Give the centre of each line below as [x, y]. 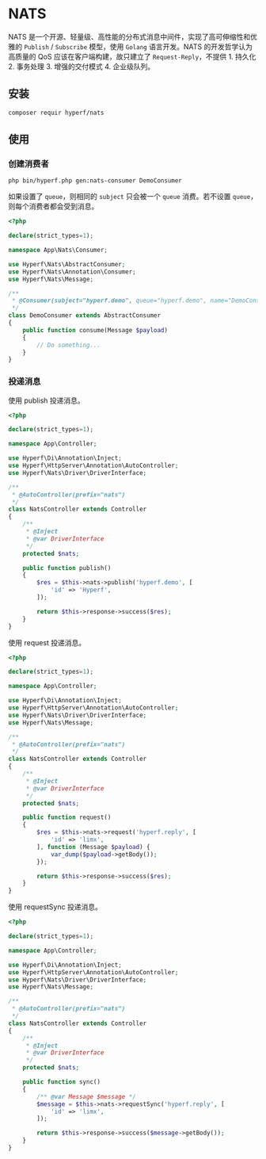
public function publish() [67, 568]
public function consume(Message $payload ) [95, 330]
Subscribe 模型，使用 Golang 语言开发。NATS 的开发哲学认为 [154, 46]
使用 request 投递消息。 [47, 642]
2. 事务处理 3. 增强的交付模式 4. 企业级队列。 [82, 66]
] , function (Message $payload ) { [93, 847]
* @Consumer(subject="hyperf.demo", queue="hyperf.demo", [109, 301]
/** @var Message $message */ [86, 1096]
